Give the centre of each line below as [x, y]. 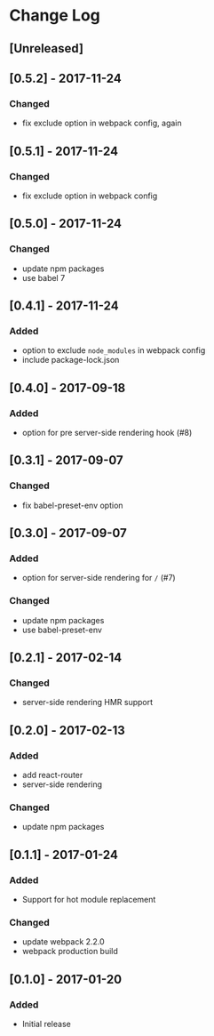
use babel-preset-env [62, 630]
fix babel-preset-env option [72, 505]
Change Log [55, 16]
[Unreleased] [47, 48]
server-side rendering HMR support [87, 703]
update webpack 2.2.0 [63, 942]
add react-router [52, 775]
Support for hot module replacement [89, 900]
